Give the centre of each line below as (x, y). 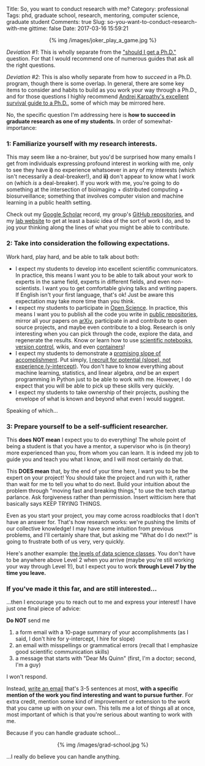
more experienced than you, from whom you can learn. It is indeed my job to (103, 452)
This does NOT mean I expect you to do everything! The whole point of (96, 440)
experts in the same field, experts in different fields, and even (92, 282)
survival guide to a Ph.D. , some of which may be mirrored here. (86, 103)
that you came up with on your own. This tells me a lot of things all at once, (101, 708)
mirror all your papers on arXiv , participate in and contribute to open (101, 320)
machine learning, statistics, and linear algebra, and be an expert (97, 372)
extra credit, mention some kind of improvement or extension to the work (99, 702)
